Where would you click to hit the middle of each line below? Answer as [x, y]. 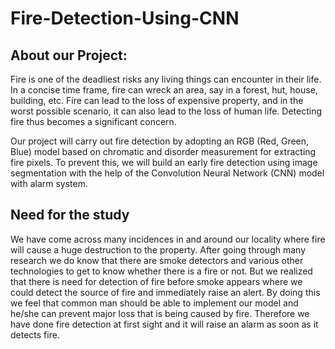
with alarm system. [49, 183]
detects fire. [35, 334]
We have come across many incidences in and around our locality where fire [168, 239]
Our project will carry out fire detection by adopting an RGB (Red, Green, [160, 141]
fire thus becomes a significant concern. [93, 121]
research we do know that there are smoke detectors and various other [157, 260]
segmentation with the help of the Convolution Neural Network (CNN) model [167, 173]
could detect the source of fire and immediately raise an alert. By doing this [165, 292]
